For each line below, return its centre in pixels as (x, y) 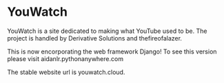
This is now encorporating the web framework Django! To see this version (112, 51)
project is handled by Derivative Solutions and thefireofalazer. (95, 38)
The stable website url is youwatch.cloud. (66, 72)
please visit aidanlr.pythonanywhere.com (65, 58)
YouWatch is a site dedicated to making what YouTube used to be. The (107, 31)
